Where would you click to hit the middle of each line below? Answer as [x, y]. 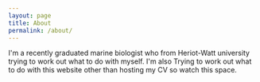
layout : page [30, 16]
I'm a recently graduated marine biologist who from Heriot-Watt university [129, 53]
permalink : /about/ [41, 30]
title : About [30, 23]
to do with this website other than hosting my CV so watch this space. [122, 70]
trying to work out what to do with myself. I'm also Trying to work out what [130, 61]
